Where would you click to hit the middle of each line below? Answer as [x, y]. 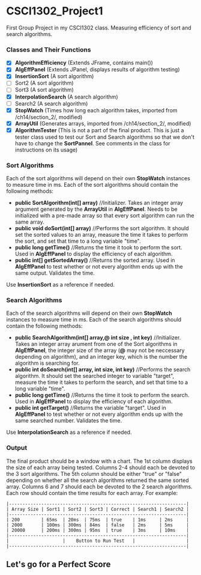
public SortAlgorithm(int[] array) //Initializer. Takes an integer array [99, 203]
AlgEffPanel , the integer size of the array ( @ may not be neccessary [100, 350]
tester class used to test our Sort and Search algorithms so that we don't [105, 137]
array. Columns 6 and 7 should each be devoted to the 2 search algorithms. [100, 486]
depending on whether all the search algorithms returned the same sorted [97, 480]
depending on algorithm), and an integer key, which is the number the [101, 357]
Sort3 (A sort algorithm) [44, 90]
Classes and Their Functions [49, 49]
